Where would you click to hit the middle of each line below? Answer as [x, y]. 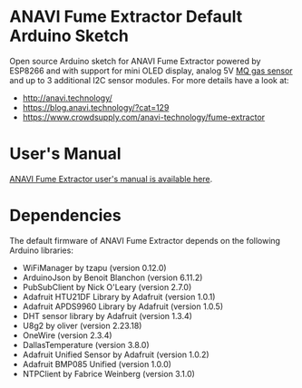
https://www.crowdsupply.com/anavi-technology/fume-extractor [144, 117]
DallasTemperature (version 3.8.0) [86, 344]
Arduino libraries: [42, 250]
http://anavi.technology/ [68, 98]
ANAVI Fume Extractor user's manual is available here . [111, 179]
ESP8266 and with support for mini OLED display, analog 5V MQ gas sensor [151, 71]
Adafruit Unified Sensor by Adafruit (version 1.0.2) [116, 354]
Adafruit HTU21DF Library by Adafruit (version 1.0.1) [119, 296]
